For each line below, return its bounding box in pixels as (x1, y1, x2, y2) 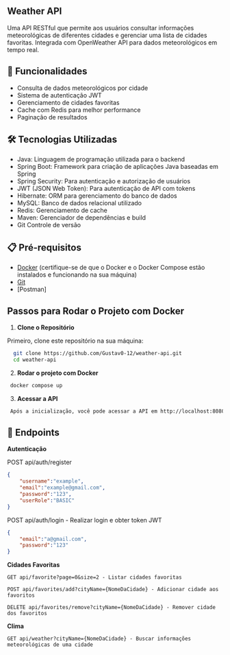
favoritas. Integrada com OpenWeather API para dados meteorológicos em (7, 38, 218, 47)
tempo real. (7, 45, 40, 54)
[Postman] (16, 285, 47, 294)
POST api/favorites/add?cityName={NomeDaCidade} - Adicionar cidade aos (7, 586, 219, 593)
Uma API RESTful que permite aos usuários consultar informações (7, 23, 194, 32)
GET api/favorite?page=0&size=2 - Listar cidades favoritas (7, 574, 183, 581)
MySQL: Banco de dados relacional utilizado (16, 199, 142, 207)
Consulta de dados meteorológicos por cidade (16, 84, 149, 92)
